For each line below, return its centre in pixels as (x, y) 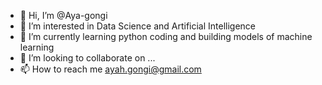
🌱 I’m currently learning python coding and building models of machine (166, 36)
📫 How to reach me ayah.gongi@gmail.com (110, 69)
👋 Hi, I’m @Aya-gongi (63, 15)
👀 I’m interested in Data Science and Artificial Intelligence (138, 26)
